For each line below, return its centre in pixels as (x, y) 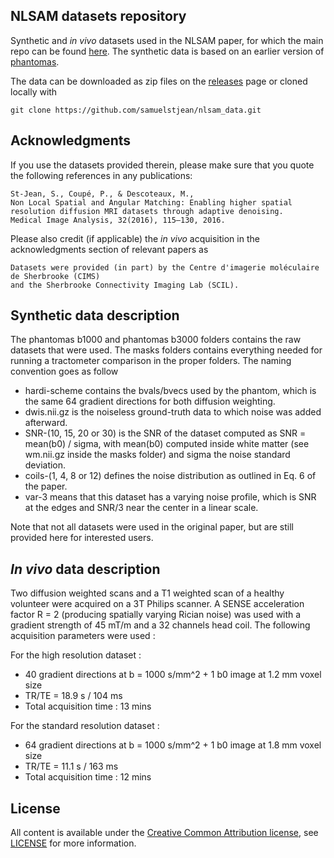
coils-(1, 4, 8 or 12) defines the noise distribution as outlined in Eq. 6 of (170, 476)
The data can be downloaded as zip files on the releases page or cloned (159, 81)
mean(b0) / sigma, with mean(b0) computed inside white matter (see (167, 444)
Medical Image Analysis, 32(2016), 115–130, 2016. (118, 220)
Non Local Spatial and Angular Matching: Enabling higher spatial (151, 202)
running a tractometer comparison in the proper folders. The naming (151, 361)
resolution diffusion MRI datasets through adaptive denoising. (147, 211)
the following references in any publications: (101, 175)
